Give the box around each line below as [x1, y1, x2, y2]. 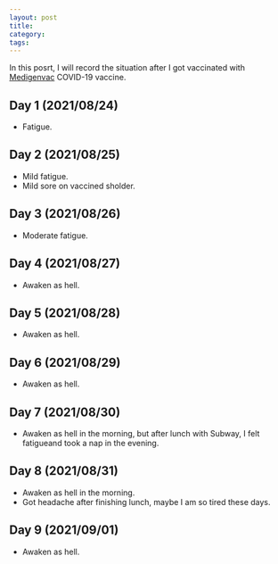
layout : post [9, 12, 58, 22]
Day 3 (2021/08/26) [9, 206, 121, 221]
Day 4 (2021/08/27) [9, 256, 120, 271]
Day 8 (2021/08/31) [9, 463, 119, 478]
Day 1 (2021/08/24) [9, 97, 119, 112]
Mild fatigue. [21, 170, 69, 181]
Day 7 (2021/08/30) [9, 404, 121, 419]
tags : [9, 37, 29, 47]
